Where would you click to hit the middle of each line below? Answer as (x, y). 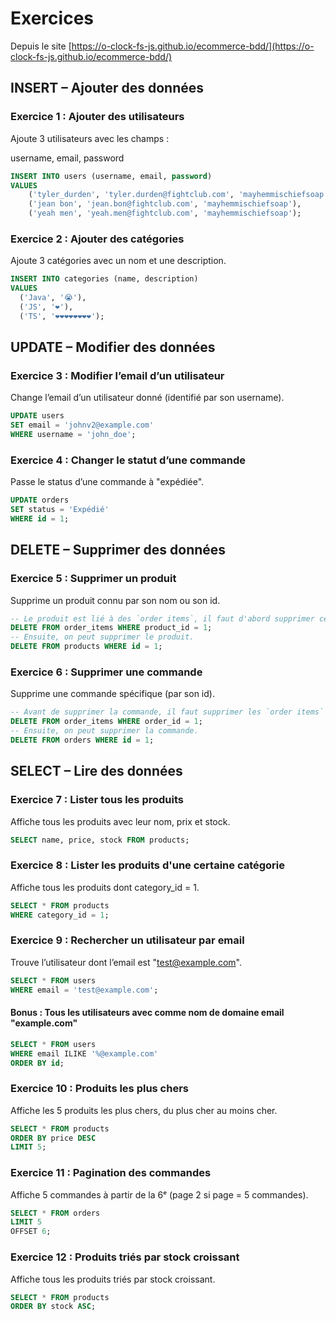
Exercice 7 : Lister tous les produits (97, 800)
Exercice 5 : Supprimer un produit (93, 579)
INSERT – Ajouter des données (107, 88)
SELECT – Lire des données (96, 771)
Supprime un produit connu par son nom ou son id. (115, 600)
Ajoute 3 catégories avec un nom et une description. (118, 261)
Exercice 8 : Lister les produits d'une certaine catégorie (148, 865)
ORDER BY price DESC (53, 1138)
